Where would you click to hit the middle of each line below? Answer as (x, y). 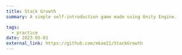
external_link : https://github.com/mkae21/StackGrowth (75, 43)
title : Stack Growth (31, 11)
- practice (25, 32)
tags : (13, 27)
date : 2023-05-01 (27, 38)
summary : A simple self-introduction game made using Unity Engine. (92, 17)
